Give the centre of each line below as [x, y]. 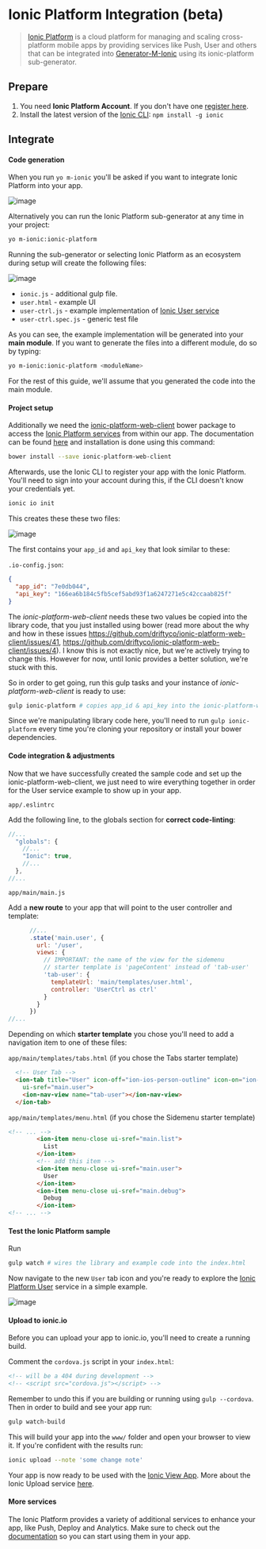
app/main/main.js [37, 892]
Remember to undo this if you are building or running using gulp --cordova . [131, 1399]
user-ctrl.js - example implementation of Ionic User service [120, 310]
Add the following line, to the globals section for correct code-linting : [122, 819]
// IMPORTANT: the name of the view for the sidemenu [134, 960]
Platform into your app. [46, 186]
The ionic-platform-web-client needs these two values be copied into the [128, 616]
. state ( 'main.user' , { [66, 938]
